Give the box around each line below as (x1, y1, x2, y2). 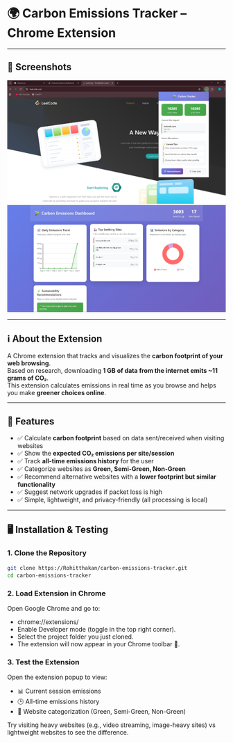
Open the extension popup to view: (7, 673, 107, 682)
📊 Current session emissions (17, 687, 102, 696)
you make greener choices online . (7, 389, 106, 397)
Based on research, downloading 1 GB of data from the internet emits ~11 (7, 367, 218, 375)
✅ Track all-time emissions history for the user (17, 457, 154, 465)
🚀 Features (7, 415, 55, 427)
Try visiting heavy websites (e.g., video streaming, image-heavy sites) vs (7, 721, 216, 729)
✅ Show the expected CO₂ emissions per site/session (17, 449, 175, 458)
